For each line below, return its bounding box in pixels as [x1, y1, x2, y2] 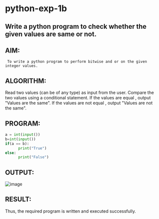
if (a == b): [5, 141, 29, 146]
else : [5, 150, 16, 155]
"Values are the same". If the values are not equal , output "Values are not [5, 100, 153, 106]
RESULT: [5, 195, 32, 203]
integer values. [5, 64, 38, 69]
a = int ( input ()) [5, 132, 40, 137]
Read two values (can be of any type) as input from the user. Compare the [5, 90, 154, 95]
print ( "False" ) [18, 155, 49, 160]
